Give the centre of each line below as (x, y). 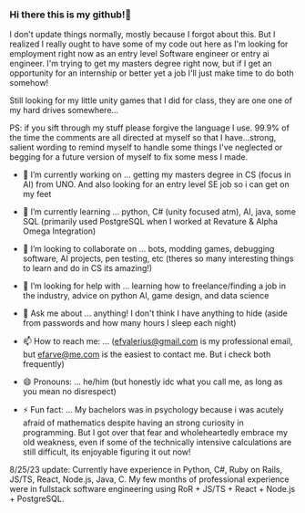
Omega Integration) (59, 231)
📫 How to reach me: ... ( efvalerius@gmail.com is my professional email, (158, 341)
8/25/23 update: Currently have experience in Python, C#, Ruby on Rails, (146, 470)
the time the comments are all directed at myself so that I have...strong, (143, 138)
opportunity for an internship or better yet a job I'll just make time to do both (152, 73)
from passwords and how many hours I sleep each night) (129, 323)
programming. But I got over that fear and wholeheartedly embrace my (155, 433)
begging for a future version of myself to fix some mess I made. (129, 157)
